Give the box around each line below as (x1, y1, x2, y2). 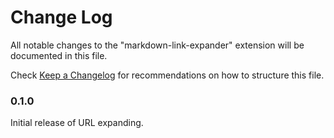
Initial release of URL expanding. (10, 117, 144, 129)
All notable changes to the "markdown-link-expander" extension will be (10, 39, 305, 51)
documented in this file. (10, 49, 108, 61)
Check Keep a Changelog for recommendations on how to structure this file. (10, 69, 325, 81)
